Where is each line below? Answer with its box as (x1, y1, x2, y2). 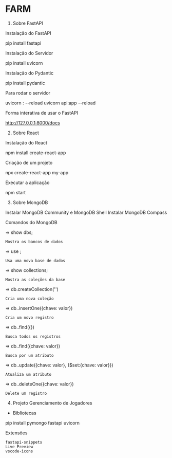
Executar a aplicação (5, 179, 50, 186)
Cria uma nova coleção (5, 296, 54, 301)
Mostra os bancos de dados (5, 239, 63, 244)
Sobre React (12, 130, 40, 136)
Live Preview (5, 444, 33, 449)
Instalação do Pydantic (5, 70, 54, 76)
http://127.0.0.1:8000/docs (5, 119, 60, 126)
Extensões (5, 430, 28, 436)
